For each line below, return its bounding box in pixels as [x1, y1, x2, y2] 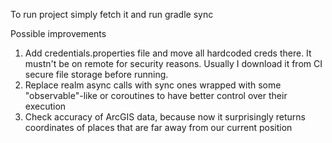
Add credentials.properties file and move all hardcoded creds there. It [24, 47, 312, 59]
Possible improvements [10, 28, 107, 39]
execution [24, 100, 67, 112]
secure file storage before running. [24, 69, 169, 80]
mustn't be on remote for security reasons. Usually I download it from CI [24, 58, 323, 69]
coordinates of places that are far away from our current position [24, 122, 293, 133]
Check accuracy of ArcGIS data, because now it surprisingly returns [24, 111, 306, 123]
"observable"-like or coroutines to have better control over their [24, 90, 288, 101]
